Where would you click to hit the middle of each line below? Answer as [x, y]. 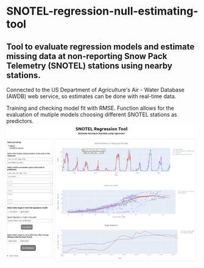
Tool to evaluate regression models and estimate [100, 47]
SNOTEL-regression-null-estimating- [102, 11]
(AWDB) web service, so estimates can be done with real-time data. [91, 96]
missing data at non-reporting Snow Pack [87, 56]
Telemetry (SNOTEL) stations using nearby [89, 65]
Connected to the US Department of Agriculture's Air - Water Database [95, 90]
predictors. [20, 121]
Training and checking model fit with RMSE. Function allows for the [90, 108]
